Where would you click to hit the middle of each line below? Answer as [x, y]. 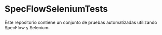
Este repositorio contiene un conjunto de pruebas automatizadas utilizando [81, 22]
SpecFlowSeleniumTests [56, 9]
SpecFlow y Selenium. [27, 27]
